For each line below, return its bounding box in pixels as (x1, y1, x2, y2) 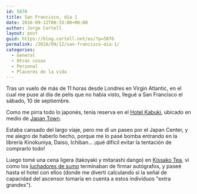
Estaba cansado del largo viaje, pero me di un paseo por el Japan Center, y (6, 126, 188, 133)
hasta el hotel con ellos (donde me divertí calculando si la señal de (6, 169, 168, 176)
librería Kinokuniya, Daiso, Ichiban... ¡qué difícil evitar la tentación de (6, 139, 172, 146)
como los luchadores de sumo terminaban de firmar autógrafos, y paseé (6, 163, 182, 170)
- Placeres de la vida (11, 69, 67, 75)
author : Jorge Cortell (6, 25, 62, 31)
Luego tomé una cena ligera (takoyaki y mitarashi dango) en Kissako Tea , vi (6, 156, 189, 163)
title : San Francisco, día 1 (6, 14, 78, 20)
